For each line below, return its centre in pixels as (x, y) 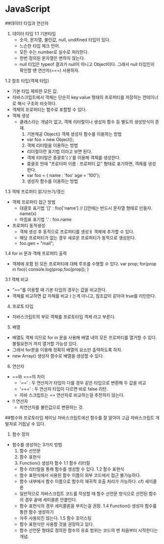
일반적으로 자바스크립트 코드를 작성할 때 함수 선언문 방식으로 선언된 (83, 494)
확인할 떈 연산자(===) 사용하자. (49, 70)
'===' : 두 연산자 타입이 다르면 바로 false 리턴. (64, 389)
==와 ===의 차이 (28, 377)
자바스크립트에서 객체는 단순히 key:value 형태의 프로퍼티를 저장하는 (77, 97)
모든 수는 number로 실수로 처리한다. (54, 52)
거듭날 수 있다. (32, 424)
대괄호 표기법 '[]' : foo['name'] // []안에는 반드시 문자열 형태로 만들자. (86, 208)
